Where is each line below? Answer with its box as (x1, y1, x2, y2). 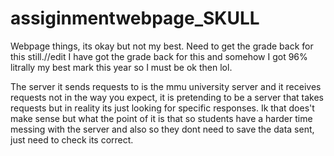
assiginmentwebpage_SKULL (10, 7, 260, 30)
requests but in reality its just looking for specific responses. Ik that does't (10, 102, 315, 114)
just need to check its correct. (10, 133, 134, 146)
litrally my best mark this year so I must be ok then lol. (10, 61, 233, 73)
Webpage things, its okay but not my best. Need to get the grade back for (10, 40, 314, 52)
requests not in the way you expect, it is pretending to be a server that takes (10, 91, 324, 103)
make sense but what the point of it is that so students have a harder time (10, 112, 313, 124)
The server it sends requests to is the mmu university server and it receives (10, 80, 322, 92)
